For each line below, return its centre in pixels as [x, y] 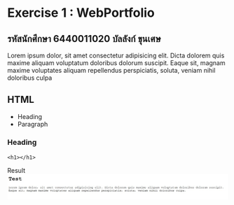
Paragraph [33, 124]
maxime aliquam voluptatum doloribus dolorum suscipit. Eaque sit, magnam [116, 63]
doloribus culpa [30, 78]
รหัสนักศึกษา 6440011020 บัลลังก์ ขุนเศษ [84, 39]
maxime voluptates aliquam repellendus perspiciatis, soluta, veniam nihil [111, 70]
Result [16, 171]
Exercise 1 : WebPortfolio [81, 13]
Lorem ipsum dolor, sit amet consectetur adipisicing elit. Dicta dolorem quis [116, 55]
